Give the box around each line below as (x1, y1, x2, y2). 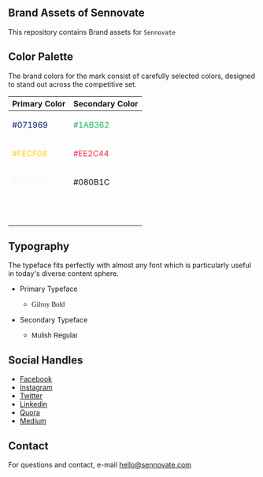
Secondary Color (73, 98, 139, 109)
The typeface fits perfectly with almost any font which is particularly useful (8, 260, 252, 270)
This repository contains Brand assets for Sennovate (8, 27, 176, 36)
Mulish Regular (31, 331, 78, 340)
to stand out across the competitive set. (8, 79, 137, 89)
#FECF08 (12, 147, 48, 158)
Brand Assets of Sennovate (8, 6, 146, 20)
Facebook (19, 375, 53, 384)
